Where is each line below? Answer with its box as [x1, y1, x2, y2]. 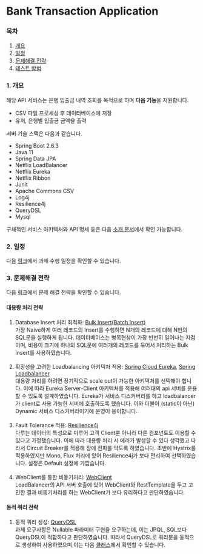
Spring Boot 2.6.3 [15, 142, 59, 149]
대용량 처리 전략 [6, 304, 44, 311]
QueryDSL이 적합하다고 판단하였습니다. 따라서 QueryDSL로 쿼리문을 [15, 533, 179, 541]
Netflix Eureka [15, 168, 50, 175]
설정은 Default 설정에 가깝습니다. [28, 459, 106, 467]
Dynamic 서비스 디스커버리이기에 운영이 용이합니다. [15, 407, 138, 414]
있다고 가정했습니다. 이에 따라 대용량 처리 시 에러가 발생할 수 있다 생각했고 [15, 436, 190, 444]
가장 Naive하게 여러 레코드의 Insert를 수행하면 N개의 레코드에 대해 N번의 [15, 326, 188, 333]
